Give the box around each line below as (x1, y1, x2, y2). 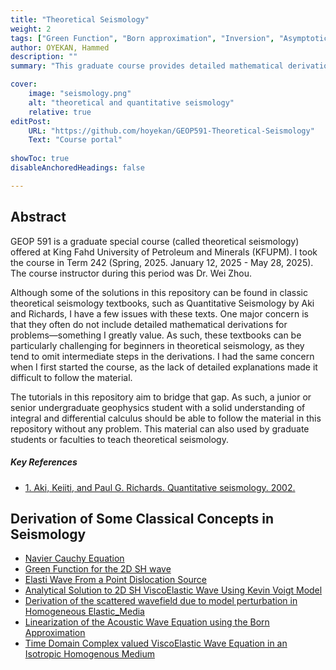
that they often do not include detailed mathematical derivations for (10, 318, 288, 330)
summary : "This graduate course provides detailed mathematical (10, 61, 284, 71)
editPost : (10, 116, 52, 126)
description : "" (10, 52, 78, 62)
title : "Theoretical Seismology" (10, 14, 150, 25)
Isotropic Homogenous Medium (24, 648, 156, 660)
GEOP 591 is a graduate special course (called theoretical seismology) (10, 235, 300, 247)
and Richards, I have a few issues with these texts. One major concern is (10, 307, 309, 320)
